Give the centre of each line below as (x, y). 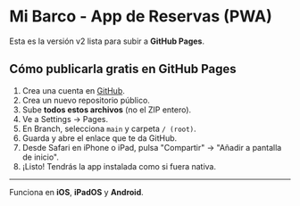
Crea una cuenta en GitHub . (73, 90)
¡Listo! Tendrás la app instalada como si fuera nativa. (119, 166)
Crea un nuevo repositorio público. (86, 100)
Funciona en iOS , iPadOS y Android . (77, 192)
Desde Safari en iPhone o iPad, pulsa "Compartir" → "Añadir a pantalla (152, 147)
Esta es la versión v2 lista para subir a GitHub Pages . (107, 41)
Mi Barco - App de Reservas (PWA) (141, 16)
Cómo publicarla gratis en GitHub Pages (123, 69)
